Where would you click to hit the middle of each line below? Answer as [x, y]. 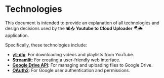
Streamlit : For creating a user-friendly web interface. [66, 60]
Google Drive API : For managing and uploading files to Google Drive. [82, 65]
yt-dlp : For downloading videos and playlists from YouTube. [73, 54]
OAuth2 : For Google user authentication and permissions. [71, 70]
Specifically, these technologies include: [46, 45]
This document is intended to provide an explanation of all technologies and [82, 23]
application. [17, 35]
